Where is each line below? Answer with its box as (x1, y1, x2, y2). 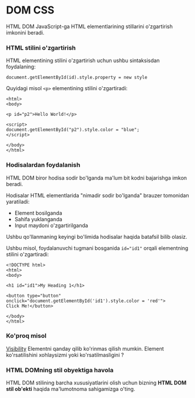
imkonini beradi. (6, 29, 45, 36)
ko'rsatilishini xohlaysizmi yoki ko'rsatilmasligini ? (6, 351, 124, 358)
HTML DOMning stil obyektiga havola (6, 366, 114, 374)
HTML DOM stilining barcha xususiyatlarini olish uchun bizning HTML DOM (6, 379, 187, 386)
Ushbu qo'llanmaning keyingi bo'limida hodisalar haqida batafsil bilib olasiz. (6, 233, 188, 240)
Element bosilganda (14, 209, 62, 217)
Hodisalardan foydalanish (6, 161, 81, 169)
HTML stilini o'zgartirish (6, 43, 76, 52)
